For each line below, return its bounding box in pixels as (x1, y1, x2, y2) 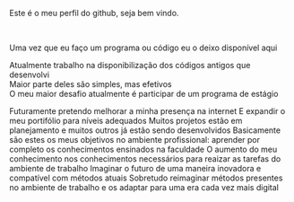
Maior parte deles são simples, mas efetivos (9, 79, 172, 89)
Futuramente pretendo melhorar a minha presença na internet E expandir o (9, 106, 286, 116)
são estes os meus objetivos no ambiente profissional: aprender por (9, 135, 261, 145)
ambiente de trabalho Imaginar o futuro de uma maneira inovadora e (9, 163, 262, 173)
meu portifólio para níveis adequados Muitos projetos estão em (9, 116, 243, 126)
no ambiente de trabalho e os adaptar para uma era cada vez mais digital (9, 182, 280, 192)
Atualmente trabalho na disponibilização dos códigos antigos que (9, 60, 251, 70)
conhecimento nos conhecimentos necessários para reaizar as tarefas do (9, 154, 281, 164)
